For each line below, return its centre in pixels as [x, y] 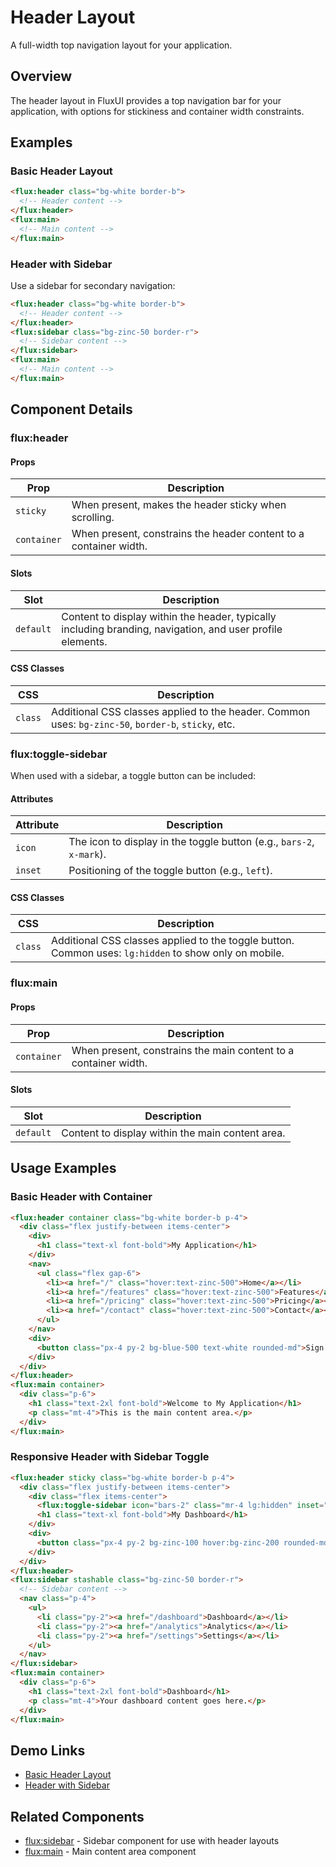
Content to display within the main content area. [173, 1133]
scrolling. [93, 518]
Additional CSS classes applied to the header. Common [180, 711]
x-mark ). [87, 854]
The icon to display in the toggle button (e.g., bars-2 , [191, 842]
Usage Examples [63, 1168]
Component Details [71, 409]
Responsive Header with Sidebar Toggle [110, 1457]
